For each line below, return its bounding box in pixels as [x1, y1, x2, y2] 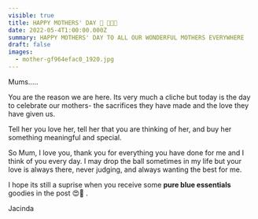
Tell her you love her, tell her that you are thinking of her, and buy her [8, 124, 232, 134]
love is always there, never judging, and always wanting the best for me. [8, 165, 242, 174]
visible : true [8, 11, 55, 20]
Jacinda [8, 203, 34, 213]
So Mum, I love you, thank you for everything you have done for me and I [8, 147, 245, 158]
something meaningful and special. [8, 132, 122, 142]
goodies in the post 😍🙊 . [8, 188, 89, 198]
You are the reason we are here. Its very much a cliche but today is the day [8, 92, 251, 102]
